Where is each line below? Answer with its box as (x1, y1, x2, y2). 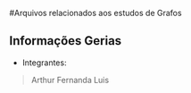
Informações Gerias (9, 33, 122, 48)
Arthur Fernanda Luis (30, 74, 110, 85)
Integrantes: (21, 57, 67, 68)
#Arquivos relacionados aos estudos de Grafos (9, 8, 182, 18)
